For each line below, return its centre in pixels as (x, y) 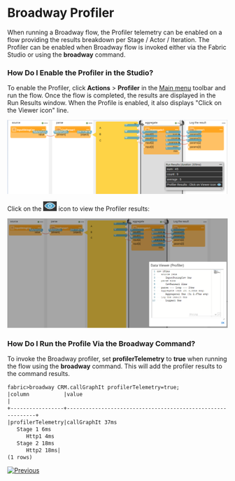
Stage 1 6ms (34, 430)
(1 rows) (20, 458)
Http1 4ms (40, 437)
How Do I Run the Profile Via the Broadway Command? (101, 344)
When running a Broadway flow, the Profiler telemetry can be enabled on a (115, 32)
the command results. (38, 374)
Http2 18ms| (43, 451)
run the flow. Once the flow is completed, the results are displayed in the (112, 95)
